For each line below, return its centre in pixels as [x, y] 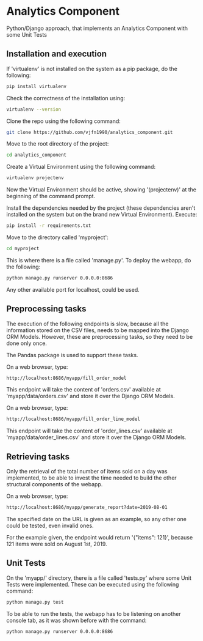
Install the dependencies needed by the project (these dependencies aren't [101, 208]
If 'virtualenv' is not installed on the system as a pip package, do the [92, 69]
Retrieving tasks [38, 457]
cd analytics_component [37, 155]
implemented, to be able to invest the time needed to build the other [91, 478]
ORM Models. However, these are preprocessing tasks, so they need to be [100, 336]
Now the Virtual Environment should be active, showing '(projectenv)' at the [101, 190]
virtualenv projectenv [35, 178]
